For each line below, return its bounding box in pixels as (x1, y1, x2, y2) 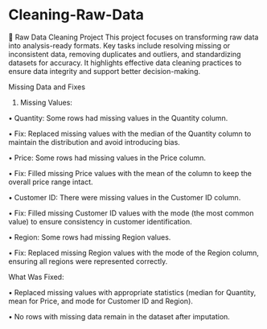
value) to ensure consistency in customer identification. (8, 216, 192, 226)
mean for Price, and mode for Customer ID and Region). (8, 296, 193, 306)
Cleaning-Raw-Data (8, 6, 145, 24)
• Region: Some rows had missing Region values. (8, 232, 171, 242)
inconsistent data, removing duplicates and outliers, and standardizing (8, 49, 241, 59)
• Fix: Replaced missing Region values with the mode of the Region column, (8, 248, 260, 257)
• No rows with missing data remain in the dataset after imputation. (8, 311, 231, 321)
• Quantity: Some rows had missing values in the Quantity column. (8, 113, 228, 122)
